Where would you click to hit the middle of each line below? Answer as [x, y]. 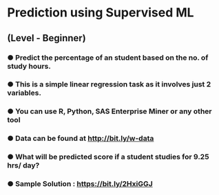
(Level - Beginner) [46, 38]
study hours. [29, 66]
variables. [24, 93]
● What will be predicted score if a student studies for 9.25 [108, 157]
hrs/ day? [23, 165]
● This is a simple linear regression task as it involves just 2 [109, 84]
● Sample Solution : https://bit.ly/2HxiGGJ [80, 184]
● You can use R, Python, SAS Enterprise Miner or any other [109, 111]
